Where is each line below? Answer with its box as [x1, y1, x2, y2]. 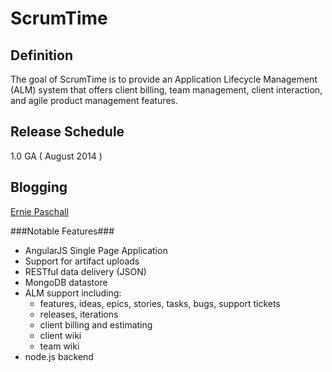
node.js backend [24, 350, 94, 362]
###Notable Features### [10, 225, 115, 237]
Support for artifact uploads [24, 255, 140, 267]
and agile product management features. [10, 95, 178, 106]
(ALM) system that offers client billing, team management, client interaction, [10, 84, 323, 96]
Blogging [10, 179, 68, 196]
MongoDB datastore [24, 276, 108, 288]
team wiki [39, 340, 80, 352]
